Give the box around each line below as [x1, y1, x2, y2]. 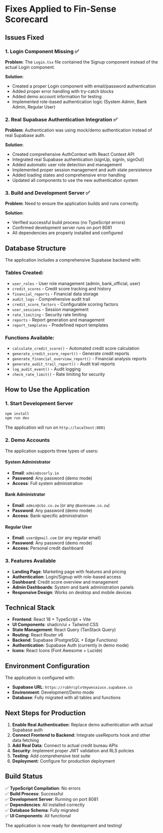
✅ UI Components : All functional [5, 812, 71, 818]
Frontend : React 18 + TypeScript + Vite [12, 616, 91, 622]
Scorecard [5, 14, 48, 25]
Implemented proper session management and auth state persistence [12, 167, 152, 173]
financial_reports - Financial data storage [12, 291, 99, 297]
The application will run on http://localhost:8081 [5, 424, 106, 431]
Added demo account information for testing [12, 93, 102, 99]
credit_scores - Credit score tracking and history [12, 285, 111, 291]
